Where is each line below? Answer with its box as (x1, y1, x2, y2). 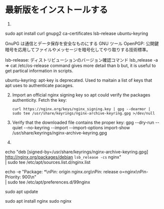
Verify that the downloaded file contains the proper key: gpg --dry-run (12, 119, 154, 125)
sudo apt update (5, 188, 38, 194)
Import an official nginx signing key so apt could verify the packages (12, 92, 151, 98)
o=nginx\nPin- (119, 168, 148, 174)
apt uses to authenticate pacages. (5, 82, 74, 88)
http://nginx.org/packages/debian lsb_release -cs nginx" (5, 154, 121, 160)
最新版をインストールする (5, 4, 108, 16)
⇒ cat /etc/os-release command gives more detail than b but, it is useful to (5, 62, 156, 69)
